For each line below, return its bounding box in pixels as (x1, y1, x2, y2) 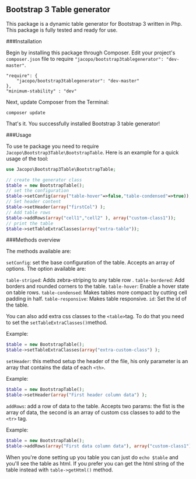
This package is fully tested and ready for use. (6, 26, 118, 33)
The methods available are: (6, 248, 72, 255)
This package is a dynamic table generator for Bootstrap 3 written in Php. (6, 20, 183, 27)
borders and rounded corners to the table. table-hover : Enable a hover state (6, 283, 190, 290)
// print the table (6, 220, 54, 226)
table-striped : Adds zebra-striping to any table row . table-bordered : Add (6, 277, 185, 284)
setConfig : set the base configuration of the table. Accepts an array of (6, 259, 175, 266)
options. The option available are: (6, 266, 86, 273)
